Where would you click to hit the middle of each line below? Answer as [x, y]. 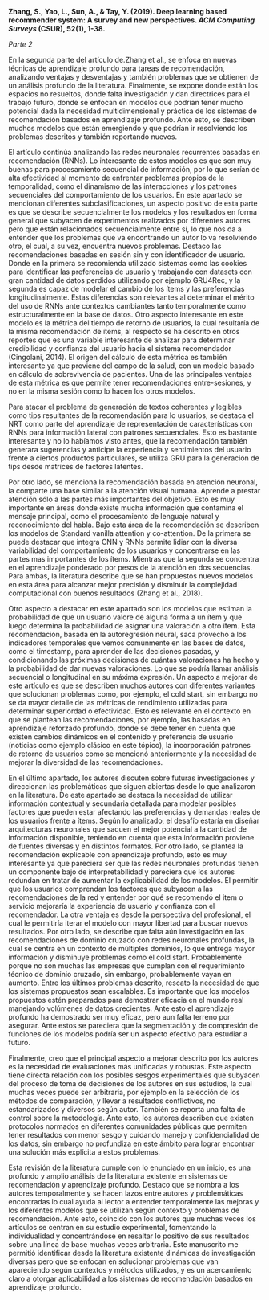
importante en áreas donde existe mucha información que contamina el [126, 508]
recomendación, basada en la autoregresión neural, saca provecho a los [127, 634]
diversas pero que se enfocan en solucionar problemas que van [113, 1261]
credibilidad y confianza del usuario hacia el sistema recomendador [120, 348]
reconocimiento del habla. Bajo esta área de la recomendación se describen [134, 525]
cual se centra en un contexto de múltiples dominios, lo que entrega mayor [132, 948]
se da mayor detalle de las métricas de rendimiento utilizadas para [118, 703]
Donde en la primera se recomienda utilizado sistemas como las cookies [128, 263]
